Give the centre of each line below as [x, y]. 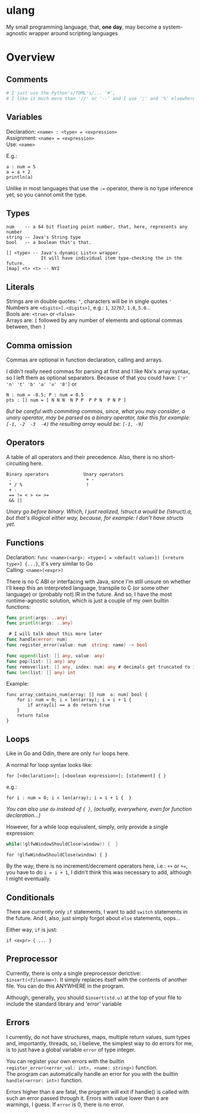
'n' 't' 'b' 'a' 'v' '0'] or [42, 384]
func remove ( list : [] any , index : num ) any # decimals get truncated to [98, 667]
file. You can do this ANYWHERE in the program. [65, 986]
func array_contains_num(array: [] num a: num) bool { [77, 695]
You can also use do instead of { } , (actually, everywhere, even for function [99, 809]
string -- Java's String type [44, 237]
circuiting [18, 463]
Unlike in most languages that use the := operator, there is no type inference [100, 188]
